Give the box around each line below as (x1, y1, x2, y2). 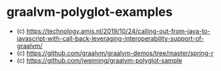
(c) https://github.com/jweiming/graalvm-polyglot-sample (16, 56, 183, 64)
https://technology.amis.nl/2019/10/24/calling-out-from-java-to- (26, 27, 211, 35)
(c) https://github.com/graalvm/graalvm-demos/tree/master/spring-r (16, 49, 214, 57)
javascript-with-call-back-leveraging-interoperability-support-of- (16, 34, 204, 42)
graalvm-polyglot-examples (6, 4, 173, 20)
